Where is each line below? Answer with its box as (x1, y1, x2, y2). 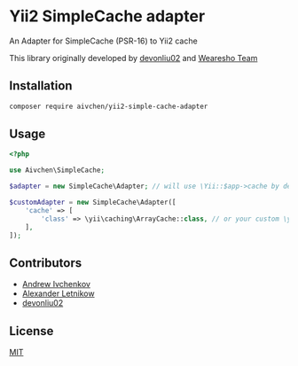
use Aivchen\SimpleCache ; (9, 166, 105, 175)
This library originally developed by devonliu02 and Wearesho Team (9, 52, 258, 63)
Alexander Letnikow (21, 288, 95, 299)
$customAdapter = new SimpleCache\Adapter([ (9, 198, 176, 207)
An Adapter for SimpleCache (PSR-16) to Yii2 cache (9, 35, 198, 46)
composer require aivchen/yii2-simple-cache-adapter (9, 102, 208, 111)
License (9, 323, 54, 339)
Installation (9, 78, 73, 94)
